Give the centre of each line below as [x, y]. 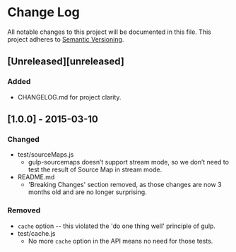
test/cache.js [36, 233]
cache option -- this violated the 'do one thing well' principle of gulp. [116, 226]
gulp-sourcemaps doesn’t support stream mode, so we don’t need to [129, 162]
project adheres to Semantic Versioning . [66, 39]
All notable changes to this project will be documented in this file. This [110, 32]
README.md [36, 177]
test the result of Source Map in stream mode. [95, 169]
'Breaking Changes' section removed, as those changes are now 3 [125, 185]
